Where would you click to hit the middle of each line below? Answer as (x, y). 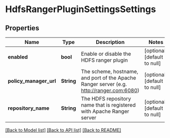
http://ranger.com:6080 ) (110, 90)
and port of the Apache (109, 78)
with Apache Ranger (105, 111)
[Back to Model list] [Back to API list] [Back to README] (63, 130)
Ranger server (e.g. (104, 84)
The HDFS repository (106, 99)
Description (110, 42)
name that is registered (108, 105)
